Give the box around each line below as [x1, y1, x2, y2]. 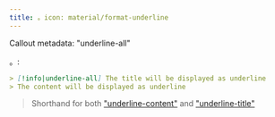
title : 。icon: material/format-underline [9, 13, 168, 22]
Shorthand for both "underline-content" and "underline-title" [30, 98, 255, 109]
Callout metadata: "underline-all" [9, 38, 132, 48]
